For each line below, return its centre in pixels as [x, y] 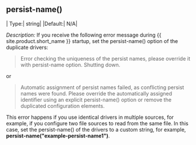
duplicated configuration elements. [63, 106]
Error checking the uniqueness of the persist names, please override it [105, 58]
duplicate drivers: [27, 47]
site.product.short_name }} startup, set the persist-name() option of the [92, 41]
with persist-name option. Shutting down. [70, 65]
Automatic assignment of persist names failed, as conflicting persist [102, 87]
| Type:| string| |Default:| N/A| [42, 23]
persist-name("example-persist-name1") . [58, 136]
